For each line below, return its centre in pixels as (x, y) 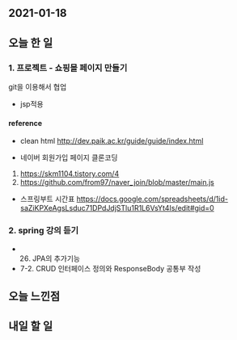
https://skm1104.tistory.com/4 (70, 174)
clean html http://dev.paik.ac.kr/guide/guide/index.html (112, 141)
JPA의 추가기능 (56, 258)
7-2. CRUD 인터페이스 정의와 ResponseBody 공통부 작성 (110, 268)
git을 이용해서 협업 (38, 87)
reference (25, 123)
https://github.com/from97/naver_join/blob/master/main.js (117, 183)
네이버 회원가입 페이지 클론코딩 (69, 157)
